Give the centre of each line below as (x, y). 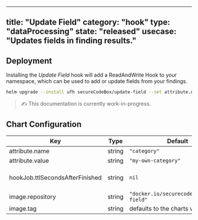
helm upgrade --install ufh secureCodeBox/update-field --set (84, 92)
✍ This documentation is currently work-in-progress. (86, 104)
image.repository (33, 196)
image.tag (23, 208)
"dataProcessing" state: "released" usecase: (91, 32)
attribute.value (29, 160)
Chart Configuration (44, 124)
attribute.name (29, 151)
